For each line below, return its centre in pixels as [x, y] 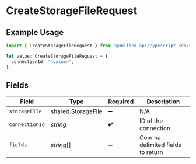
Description [163, 102]
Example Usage [35, 32]
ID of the [151, 121]
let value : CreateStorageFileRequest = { [57, 56]
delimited [152, 145]
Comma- [152, 138]
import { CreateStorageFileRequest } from [58, 46]
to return [151, 152]
